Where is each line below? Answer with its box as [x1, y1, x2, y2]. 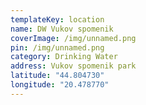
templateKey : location [10, 14, 105, 25]
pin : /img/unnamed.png [10, 42, 105, 53]
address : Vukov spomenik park [10, 61, 137, 71]
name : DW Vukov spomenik [10, 24, 114, 34]
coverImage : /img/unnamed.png [10, 33, 137, 43]
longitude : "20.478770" [10, 80, 110, 90]
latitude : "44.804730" [10, 71, 105, 81]
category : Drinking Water [10, 52, 118, 62]
